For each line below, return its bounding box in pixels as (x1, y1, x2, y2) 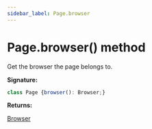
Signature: (7, 75, 38, 84)
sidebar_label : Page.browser (7, 10, 90, 17)
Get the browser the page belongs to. (7, 62, 113, 71)
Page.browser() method (7, 39, 146, 55)
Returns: (7, 101, 33, 110)
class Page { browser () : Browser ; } (7, 89, 106, 96)
